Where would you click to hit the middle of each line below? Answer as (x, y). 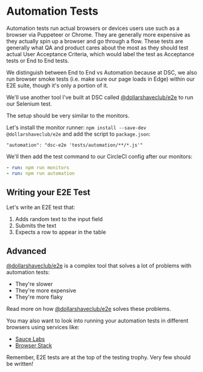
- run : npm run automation (41, 173)
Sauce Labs (30, 339)
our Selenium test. (29, 104)
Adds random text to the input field (59, 219)
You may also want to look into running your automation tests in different (98, 321)
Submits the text (36, 225)
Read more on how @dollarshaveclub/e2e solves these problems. (89, 309)
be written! (20, 364)
